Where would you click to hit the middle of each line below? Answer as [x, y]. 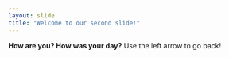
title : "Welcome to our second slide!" [74, 23]
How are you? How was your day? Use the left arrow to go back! [115, 45]
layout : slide [32, 15]
